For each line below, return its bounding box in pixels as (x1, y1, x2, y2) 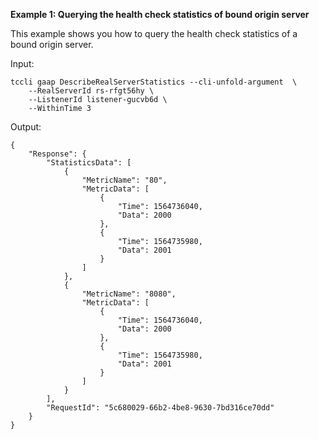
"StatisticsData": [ (46, 158, 132, 168)
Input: (10, 58, 35, 69)
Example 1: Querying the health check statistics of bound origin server (10, 9, 310, 20)
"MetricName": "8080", (81, 289, 177, 299)
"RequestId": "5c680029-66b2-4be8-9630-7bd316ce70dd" (46, 403, 275, 413)
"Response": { (28, 149, 87, 159)
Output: (10, 121, 42, 133)
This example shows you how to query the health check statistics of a (10, 28, 298, 39)
